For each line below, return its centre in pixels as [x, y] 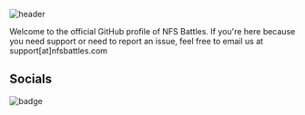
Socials [31, 79]
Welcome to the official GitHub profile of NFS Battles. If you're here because [152, 31]
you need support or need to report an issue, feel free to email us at [137, 41]
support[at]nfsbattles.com [58, 51]
